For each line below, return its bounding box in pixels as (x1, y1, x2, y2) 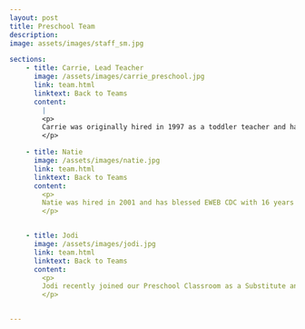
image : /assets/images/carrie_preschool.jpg (33, 72, 205, 82)
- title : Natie (25, 147, 84, 157)
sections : (9, 55, 47, 65)
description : (9, 30, 59, 39)
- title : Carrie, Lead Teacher (25, 64, 144, 73)
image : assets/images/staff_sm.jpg (9, 38, 144, 48)
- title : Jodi (25, 231, 79, 241)
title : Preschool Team (9, 22, 95, 31)
